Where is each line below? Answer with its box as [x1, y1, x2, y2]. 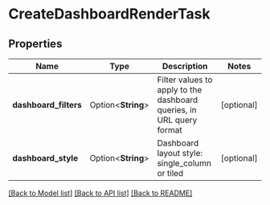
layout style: [157, 148, 203, 158]
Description [162, 61, 208, 72]
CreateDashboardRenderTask [8, 5, 211, 23]
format [157, 125, 182, 135]
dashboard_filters [12, 100, 82, 110]
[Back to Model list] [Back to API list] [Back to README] [8, 188, 193, 198]
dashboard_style [12, 153, 79, 163]
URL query [157, 114, 198, 125]
